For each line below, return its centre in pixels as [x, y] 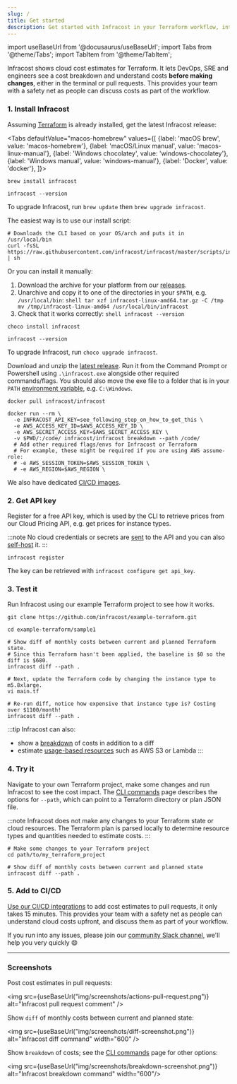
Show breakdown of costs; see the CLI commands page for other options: [113, 1053]
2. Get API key [32, 500]
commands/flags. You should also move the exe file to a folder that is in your [119, 381]
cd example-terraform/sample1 [52, 630]
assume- [214, 450]
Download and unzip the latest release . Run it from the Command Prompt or [117, 365]
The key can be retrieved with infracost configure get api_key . [101, 570]
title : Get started [36, 20]
